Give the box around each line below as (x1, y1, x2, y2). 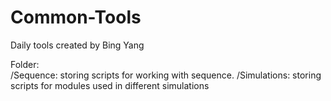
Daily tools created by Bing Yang (10, 39, 145, 51)
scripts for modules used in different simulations (10, 79, 210, 91)
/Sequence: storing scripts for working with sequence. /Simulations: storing (10, 69, 322, 81)
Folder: (10, 58, 40, 70)
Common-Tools (10, 6, 142, 29)
